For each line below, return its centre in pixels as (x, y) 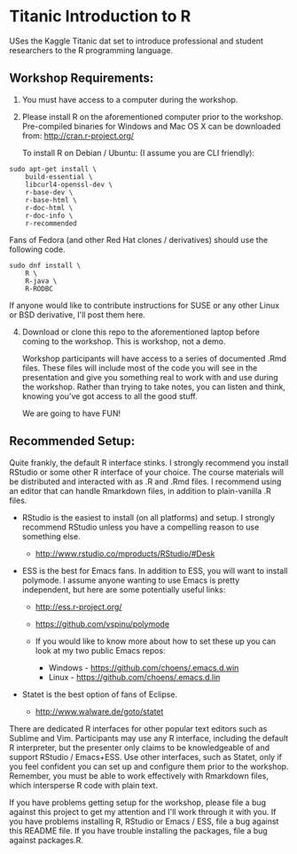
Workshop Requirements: (82, 78)
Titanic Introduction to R (100, 16)
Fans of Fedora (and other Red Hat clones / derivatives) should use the (139, 239)
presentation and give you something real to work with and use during (150, 377)
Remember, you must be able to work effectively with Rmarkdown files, (139, 776)
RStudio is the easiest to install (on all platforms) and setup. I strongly (148, 517)
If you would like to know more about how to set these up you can (156, 641)
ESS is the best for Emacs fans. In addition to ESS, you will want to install (155, 570)
